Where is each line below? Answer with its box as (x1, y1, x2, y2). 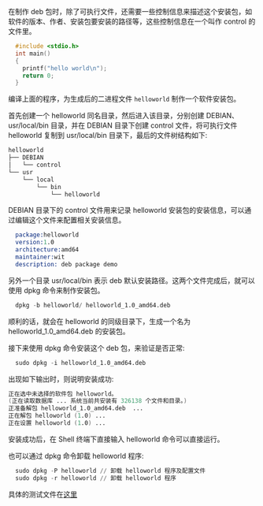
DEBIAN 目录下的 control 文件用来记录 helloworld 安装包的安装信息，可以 (8, 206, 245, 215)
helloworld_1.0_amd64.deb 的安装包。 (8, 326, 130, 336)
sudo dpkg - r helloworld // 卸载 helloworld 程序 (15, 474, 177, 482)
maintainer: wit (15, 253, 65, 261)
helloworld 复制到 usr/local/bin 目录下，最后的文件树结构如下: (8, 131, 208, 140)
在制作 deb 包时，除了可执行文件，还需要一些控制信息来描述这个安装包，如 (8, 7, 253, 16)
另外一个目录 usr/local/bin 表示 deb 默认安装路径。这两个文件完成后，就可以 (8, 275, 256, 285)
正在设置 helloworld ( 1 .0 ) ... (8, 419, 106, 427)
